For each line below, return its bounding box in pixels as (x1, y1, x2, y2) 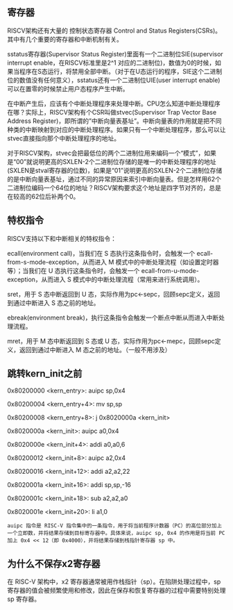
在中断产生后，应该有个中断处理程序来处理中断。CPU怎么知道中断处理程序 (7, 99, 221, 108)
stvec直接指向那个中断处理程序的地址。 (7, 134, 120, 142)
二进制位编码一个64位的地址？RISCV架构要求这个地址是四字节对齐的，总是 (7, 183, 222, 192)
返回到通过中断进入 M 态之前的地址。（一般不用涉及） (19, 345, 171, 354)
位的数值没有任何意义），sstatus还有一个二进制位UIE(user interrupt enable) (7, 76, 221, 84)
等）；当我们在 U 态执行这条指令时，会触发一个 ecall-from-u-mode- (7, 266, 199, 274)
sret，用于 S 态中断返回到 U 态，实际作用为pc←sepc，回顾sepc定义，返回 (7, 290, 221, 298)
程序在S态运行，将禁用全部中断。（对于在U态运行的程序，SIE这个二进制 (19, 67, 223, 75)
